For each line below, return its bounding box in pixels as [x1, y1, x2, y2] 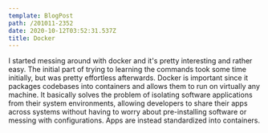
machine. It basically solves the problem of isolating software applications [8, 90, 253, 100]
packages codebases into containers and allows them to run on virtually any [8, 82, 261, 91]
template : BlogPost [8, 11, 74, 20]
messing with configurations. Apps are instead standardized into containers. [8, 115, 261, 125]
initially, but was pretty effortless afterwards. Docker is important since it [8, 73, 249, 83]
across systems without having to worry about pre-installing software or [8, 107, 247, 117]
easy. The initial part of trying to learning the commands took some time [8, 65, 247, 75]
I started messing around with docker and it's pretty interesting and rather [8, 56, 253, 66]
